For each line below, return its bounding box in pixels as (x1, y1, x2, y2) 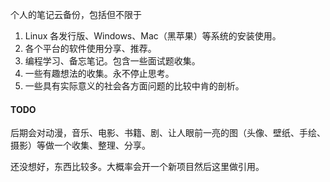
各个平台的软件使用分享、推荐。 (24, 43, 157, 54)
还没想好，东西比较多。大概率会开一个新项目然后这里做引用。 (10, 161, 265, 173)
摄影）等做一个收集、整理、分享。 (10, 139, 151, 152)
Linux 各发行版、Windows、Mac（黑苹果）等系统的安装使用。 (24, 30, 282, 42)
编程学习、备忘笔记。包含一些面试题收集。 (24, 55, 201, 67)
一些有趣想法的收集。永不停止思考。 (24, 68, 175, 79)
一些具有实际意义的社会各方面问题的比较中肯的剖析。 (24, 80, 245, 92)
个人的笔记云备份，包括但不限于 (10, 9, 142, 20)
